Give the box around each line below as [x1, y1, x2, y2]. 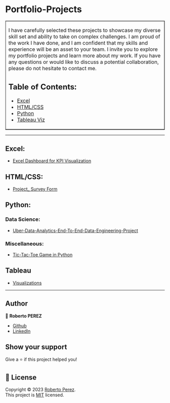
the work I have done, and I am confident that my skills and [8, 39, 148, 46]
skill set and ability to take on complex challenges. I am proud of [8, 33, 160, 40]
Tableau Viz [17, 116, 45, 123]
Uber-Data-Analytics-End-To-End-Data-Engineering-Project [12, 227, 138, 233]
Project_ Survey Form [12, 186, 58, 192]
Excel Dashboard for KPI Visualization [12, 158, 92, 164]
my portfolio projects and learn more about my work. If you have [8, 52, 161, 59]
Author [5, 299, 28, 308]
